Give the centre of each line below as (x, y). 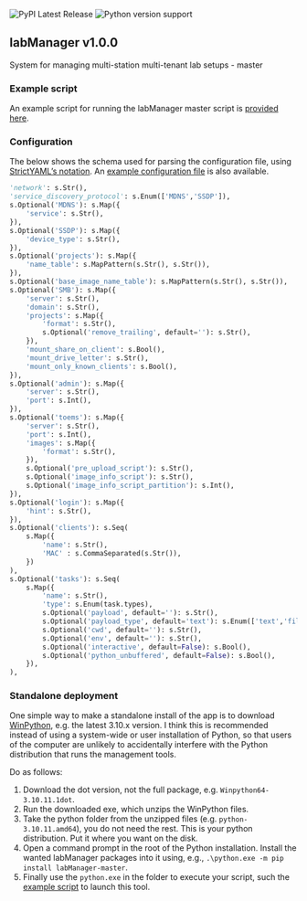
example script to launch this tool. (86, 887)
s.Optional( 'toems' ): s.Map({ (67, 418)
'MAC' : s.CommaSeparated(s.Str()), (112, 554)
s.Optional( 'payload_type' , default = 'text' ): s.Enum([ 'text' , (163, 621)
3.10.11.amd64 (49, 830)
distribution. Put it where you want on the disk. (110, 838)
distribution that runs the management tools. (93, 755)
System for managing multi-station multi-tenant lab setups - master (136, 65)
